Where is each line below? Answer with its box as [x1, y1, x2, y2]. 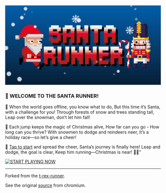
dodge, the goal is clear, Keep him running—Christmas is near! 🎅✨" [5, 149, 142, 155]
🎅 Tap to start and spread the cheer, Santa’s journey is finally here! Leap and [5, 144, 161, 150]
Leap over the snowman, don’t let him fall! [5, 114, 90, 120]
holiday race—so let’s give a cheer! [5, 134, 77, 140]
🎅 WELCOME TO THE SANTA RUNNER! [5, 93, 99, 99]
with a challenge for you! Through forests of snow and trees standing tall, [5, 109, 155, 115]
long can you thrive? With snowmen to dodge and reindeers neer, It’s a [5, 129, 149, 135]
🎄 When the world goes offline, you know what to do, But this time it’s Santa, [5, 104, 161, 110]
